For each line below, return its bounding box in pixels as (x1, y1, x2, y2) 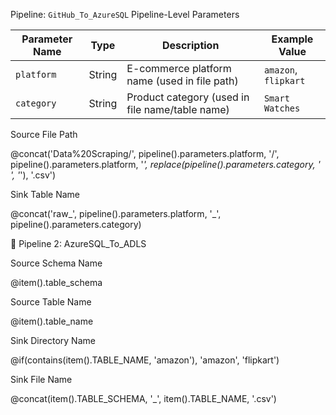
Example (271, 32, 314, 46)
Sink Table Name (10, 189, 81, 200)
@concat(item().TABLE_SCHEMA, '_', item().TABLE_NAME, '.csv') (10, 393, 277, 404)
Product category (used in (126, 90, 250, 104)
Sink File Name (10, 374, 73, 385)
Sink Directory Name (10, 335, 96, 346)
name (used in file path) (126, 74, 239, 88)
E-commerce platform (126, 62, 232, 75)
